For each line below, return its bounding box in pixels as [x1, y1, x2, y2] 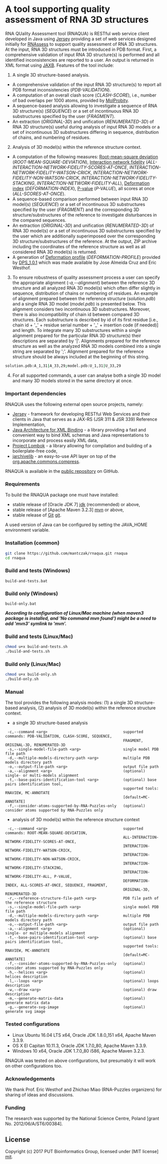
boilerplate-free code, [12, 448, 58, 454]
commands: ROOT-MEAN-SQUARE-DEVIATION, [5, 831, 88, 836]
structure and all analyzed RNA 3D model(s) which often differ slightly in [12, 285, 161, 291]
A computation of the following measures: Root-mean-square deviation [12, 153, 158, 160]
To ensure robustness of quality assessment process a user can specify [12, 274, 160, 280]
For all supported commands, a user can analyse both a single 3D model [12, 372, 161, 378]
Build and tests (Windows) [5, 567, 71, 574]
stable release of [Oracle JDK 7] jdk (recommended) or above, [12, 502, 140, 508]
